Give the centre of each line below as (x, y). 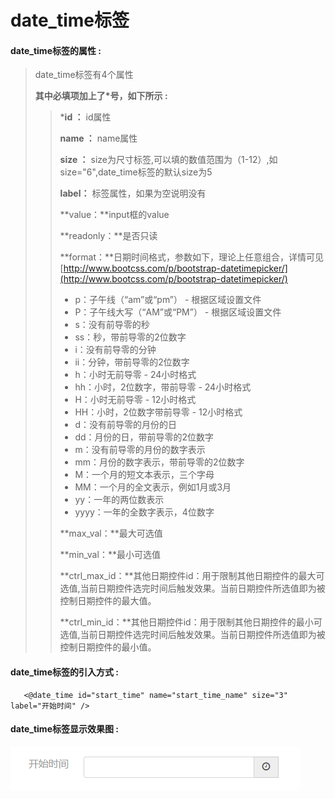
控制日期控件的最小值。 (108, 647)
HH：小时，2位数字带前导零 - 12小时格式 (158, 412)
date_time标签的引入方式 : (64, 672)
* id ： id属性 (85, 117)
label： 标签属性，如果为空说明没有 (133, 193)
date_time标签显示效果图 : (64, 729)
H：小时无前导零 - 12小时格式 (135, 400)
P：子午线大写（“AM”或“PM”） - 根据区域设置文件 (178, 312)
